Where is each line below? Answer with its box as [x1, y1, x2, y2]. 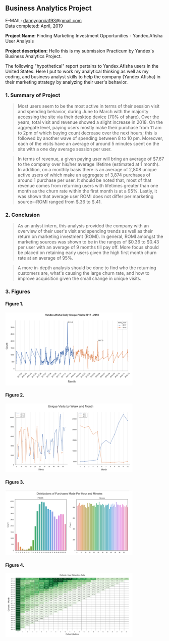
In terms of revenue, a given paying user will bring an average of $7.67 [17, 156, 164, 162]
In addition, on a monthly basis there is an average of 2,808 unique [17, 167, 157, 173]
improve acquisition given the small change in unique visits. [17, 275, 141, 282]
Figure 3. [5, 479, 25, 485]
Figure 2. [5, 392, 25, 398]
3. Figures [5, 288, 30, 295]
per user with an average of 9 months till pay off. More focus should [17, 244, 159, 251]
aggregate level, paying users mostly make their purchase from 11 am [17, 125, 162, 131]
